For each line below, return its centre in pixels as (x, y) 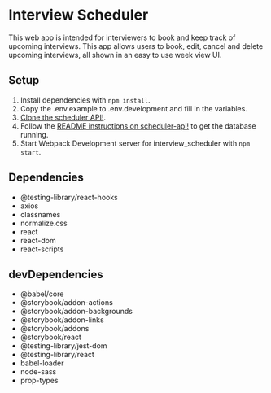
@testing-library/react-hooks (69, 197)
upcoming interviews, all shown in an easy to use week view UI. (115, 55)
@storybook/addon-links (62, 320)
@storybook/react (50, 337)
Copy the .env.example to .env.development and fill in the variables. (134, 108)
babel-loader (42, 363)
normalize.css (44, 223)
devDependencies (56, 274)
